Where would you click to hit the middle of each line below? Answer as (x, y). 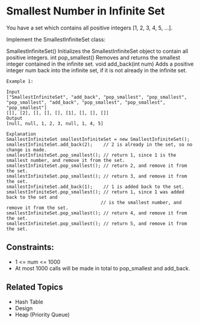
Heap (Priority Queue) (42, 314)
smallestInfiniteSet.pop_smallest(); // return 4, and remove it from (97, 213)
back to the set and (32, 197)
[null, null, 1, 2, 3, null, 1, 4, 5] (55, 123)
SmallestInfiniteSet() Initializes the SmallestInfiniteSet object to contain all (97, 51)
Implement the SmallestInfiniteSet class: (56, 39)
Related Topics (35, 287)
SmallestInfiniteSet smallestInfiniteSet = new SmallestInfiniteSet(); (98, 139)
